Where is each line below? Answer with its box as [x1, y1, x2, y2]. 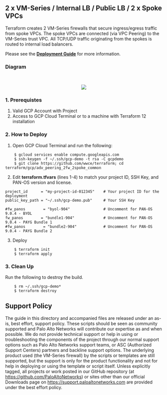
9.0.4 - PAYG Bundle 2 [5, 228, 52, 233]
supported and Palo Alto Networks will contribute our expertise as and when [5, 325, 162, 332]
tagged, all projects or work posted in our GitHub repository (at [5, 368, 135, 374]
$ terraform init [14, 247, 50, 252]
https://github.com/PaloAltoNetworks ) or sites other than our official [5, 373, 145, 379]
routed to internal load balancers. [5, 41, 74, 47]
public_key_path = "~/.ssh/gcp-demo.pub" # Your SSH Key [5, 198, 135, 203]
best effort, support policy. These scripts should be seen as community [10, 320, 158, 326]
